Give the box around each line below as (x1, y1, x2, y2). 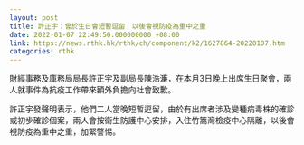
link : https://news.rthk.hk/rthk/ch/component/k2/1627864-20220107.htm (9, 38, 285, 48)
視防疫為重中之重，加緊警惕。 (9, 126, 120, 137)
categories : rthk (9, 47, 75, 56)
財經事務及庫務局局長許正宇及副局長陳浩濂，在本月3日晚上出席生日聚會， (9, 73, 284, 84)
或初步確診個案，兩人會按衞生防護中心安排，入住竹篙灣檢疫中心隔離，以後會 (9, 115, 295, 126)
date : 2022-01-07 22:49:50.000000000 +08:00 (9, 30, 180, 39)
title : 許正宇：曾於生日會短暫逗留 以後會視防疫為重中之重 (9, 22, 206, 31)
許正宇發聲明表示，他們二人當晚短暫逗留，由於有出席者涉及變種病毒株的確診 (9, 103, 295, 114)
